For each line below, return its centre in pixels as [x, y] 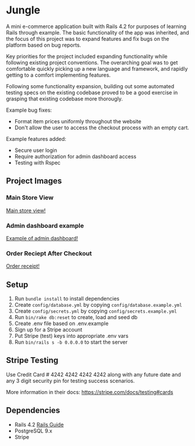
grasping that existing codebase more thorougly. [65, 98]
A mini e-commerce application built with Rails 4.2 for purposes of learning [96, 26]
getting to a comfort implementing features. [58, 75]
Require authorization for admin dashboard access [75, 156]
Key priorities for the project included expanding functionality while [87, 56]
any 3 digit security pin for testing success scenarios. [71, 381]
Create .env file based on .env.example [62, 324]
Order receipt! [23, 266]
